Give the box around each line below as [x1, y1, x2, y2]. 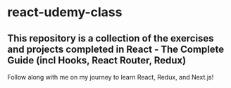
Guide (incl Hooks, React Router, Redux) [7, 54, 187, 66]
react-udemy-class [7, 4, 123, 20]
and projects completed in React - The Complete [7, 43, 225, 55]
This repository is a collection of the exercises [7, 32, 214, 44]
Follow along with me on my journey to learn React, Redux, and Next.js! [7, 73, 214, 81]
